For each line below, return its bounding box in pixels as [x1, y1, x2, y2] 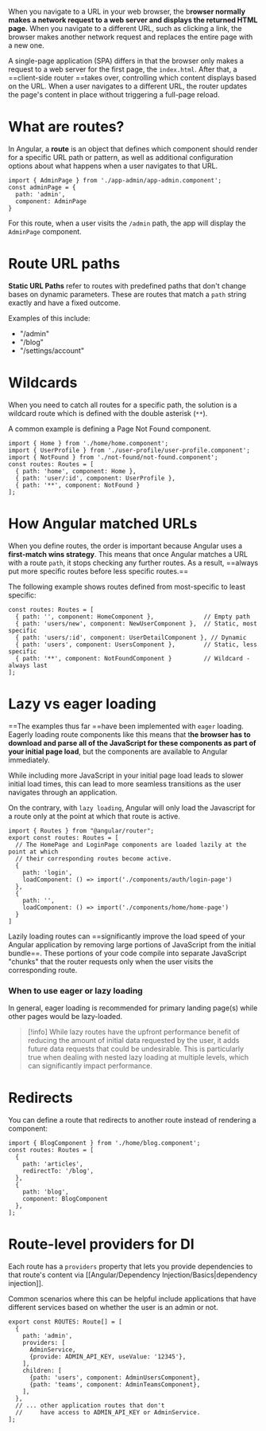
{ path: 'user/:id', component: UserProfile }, [15, 474, 176, 482]
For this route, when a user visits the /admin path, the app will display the [8, 218, 246, 228]
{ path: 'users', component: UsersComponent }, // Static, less [15, 641, 258, 649]
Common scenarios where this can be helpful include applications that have [8, 1294, 256, 1304]
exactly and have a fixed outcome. [8, 298, 121, 308]
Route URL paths [8, 255, 121, 273]
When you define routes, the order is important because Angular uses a [8, 541, 243, 551]
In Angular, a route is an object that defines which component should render [8, 143, 258, 154]
